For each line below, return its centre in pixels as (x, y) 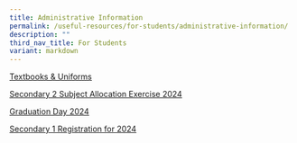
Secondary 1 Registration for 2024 (73, 129)
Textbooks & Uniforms (51, 76)
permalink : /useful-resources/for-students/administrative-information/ (149, 26)
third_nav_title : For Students (68, 43)
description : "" (40, 34)
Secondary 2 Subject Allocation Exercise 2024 (96, 94)
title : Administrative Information (76, 18)
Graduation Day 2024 (50, 112)
